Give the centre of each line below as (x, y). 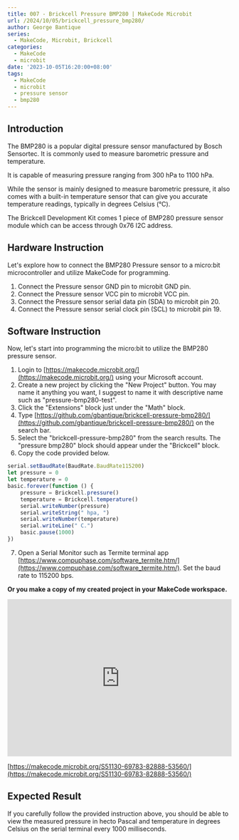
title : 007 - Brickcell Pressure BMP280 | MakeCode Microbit (100, 14)
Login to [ (32, 370)
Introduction (36, 129)
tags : (15, 73)
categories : (25, 47)
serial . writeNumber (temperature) (70, 519)
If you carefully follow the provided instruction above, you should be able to (118, 814)
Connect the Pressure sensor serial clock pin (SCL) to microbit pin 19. (119, 309)
